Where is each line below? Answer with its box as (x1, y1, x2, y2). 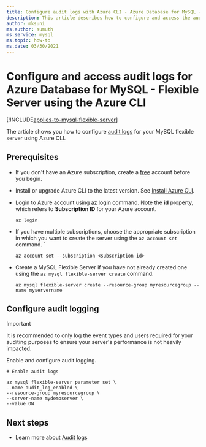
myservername (29, 287, 63, 293)
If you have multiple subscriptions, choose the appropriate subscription (15, 227, 196, 235)
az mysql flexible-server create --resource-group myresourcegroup (15, 281, 191, 288)
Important (6, 320, 31, 327)
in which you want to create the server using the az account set (15, 234, 178, 242)
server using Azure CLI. (6, 134, 66, 142)
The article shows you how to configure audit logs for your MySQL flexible (6, 128, 194, 135)
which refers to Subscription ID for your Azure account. (15, 205, 157, 212)
